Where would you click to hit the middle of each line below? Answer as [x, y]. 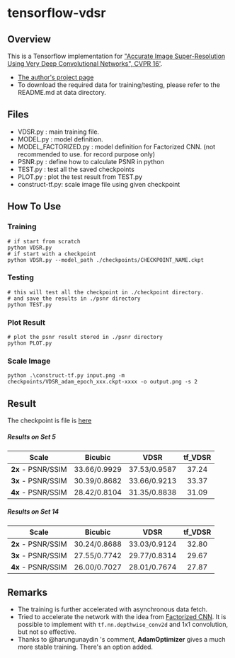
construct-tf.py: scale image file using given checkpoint [99, 184]
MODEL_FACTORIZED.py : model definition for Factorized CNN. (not [116, 146]
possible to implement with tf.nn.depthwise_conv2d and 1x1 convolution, [123, 624]
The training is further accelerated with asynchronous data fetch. [113, 609]
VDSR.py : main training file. [58, 132]
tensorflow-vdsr [57, 13]
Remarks [28, 592]
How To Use [34, 207]
